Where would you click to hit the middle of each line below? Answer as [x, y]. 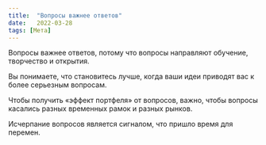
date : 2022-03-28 [40, 23]
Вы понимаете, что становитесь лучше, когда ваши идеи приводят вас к [131, 77]
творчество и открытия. [49, 61]
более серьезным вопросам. [58, 85]
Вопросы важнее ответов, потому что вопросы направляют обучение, [128, 53]
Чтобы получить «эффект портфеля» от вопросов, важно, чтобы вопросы [133, 101]
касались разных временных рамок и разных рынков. [100, 109]
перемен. [25, 132]
